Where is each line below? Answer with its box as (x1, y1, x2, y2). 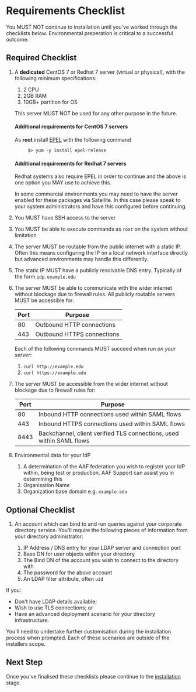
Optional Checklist (6, 505, 75, 515)
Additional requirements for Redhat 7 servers (14, 160, 127, 167)
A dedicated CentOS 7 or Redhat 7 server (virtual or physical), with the (14, 68, 185, 76)
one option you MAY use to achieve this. (14, 179, 112, 186)
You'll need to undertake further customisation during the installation (6, 628, 171, 635)
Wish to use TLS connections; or (14, 604, 93, 611)
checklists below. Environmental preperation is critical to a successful (6, 29, 173, 36)
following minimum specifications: (14, 74, 97, 81)
